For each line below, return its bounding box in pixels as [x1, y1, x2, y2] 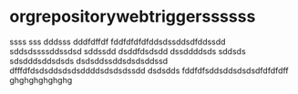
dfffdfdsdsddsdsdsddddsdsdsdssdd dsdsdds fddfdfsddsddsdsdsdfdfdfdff [9, 65, 289, 76]
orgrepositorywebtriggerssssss [9, 6, 256, 27]
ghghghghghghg [9, 74, 73, 85]
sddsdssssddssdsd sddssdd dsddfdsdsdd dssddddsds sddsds [9, 45, 246, 56]
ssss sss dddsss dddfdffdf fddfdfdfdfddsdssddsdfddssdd [9, 36, 226, 47]
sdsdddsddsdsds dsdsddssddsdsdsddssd [9, 55, 169, 66]
